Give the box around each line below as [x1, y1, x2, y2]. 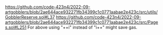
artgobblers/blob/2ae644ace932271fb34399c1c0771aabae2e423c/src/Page [5, 19, 159, 25]
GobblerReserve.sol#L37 [5, 14, 55, 20]
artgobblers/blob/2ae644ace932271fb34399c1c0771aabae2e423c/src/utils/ [5, 9, 158, 15]
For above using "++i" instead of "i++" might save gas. [27, 24, 138, 30]
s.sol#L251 [5, 24, 27, 30]
